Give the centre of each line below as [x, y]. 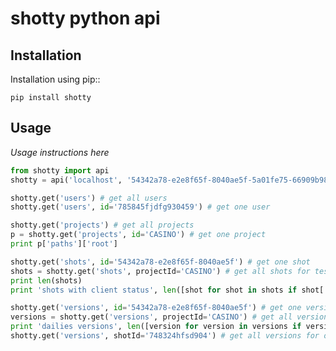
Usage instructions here [60, 152]
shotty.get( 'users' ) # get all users [89, 198]
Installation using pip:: [55, 79]
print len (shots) [46, 280]
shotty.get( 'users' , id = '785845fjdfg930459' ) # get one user [140, 207]
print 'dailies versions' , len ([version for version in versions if [156, 327]
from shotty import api [60, 170]
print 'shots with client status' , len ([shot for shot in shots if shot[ [167, 290]
